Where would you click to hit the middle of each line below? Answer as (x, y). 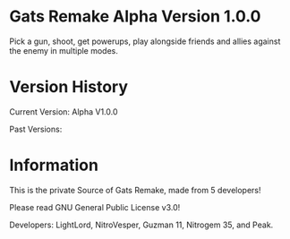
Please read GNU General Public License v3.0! (95, 207)
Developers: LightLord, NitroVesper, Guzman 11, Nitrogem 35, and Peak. (141, 225)
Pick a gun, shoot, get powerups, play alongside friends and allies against (145, 41)
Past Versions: (36, 129)
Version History (68, 87)
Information (54, 165)
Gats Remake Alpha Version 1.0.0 (135, 17)
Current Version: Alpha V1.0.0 (64, 111)
